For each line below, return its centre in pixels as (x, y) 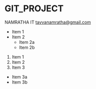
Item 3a (19, 77)
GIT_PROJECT (34, 9)
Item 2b (27, 47)
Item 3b (19, 82)
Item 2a (27, 42)
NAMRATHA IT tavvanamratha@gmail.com (48, 22)
